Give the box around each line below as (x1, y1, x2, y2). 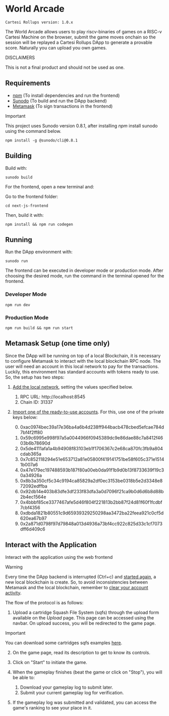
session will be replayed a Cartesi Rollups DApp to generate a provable (5, 39, 152, 45)
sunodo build (5, 175, 33, 180)
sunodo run (5, 259, 28, 264)
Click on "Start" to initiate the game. (12, 659, 87, 665)
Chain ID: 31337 (20, 399, 53, 405)
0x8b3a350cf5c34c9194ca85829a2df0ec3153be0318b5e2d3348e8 (20, 478, 163, 484)
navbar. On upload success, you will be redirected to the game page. (12, 620, 156, 626)
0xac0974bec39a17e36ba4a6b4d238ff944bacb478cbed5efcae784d (20, 424, 164, 430)
